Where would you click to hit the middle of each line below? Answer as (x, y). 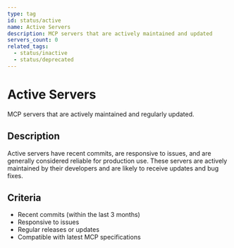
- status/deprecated (44, 60)
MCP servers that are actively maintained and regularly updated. (101, 114)
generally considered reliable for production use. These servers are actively (117, 161)
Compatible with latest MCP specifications (79, 237)
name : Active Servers (39, 27)
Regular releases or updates (58, 230)
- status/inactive (41, 54)
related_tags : (28, 46)
